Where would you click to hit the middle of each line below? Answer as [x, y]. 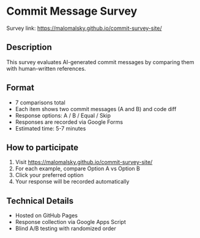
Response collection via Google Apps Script [71, 222]
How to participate [43, 147]
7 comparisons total [40, 103]
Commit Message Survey [72, 11]
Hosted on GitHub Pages [46, 215]
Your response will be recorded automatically [72, 182]
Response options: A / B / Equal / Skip [63, 115]
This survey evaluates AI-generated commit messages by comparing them [100, 62]
